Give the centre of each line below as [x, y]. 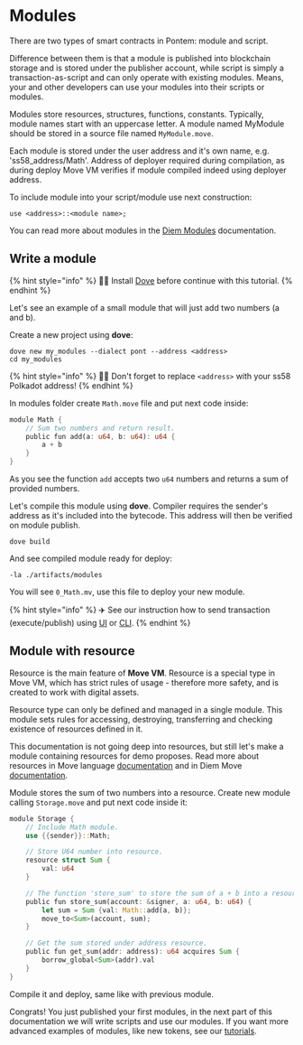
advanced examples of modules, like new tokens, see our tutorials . [133, 1031]
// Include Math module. [72, 827]
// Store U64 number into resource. [95, 852]
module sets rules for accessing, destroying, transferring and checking [141, 719]
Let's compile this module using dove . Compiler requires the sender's [139, 506]
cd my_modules [36, 359]
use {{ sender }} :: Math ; [68, 835]
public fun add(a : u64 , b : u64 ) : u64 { [101, 436]
